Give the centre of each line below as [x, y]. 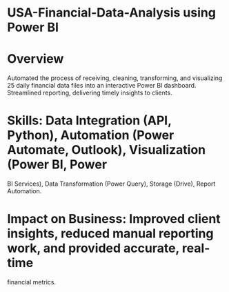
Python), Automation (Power [91, 135]
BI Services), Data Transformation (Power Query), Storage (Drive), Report [111, 184]
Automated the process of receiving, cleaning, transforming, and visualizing [115, 78]
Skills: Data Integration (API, [89, 120]
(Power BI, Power [57, 165]
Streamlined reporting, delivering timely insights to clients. [90, 93]
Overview [36, 59]
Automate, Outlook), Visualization [107, 150]
